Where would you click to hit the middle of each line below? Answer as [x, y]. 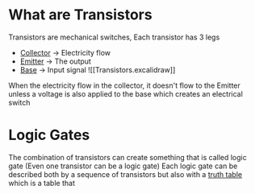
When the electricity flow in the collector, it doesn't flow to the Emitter [124, 85]
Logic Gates [49, 135]
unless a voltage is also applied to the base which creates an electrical [126, 93]
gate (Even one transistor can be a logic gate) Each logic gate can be [123, 166]
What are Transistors [80, 15]
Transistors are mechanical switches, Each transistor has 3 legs [114, 37]
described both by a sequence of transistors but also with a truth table [125, 174]
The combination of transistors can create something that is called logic [128, 157]
